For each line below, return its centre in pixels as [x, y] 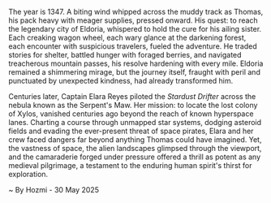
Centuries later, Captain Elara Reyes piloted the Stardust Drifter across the [132, 96]
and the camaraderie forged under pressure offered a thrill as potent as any [135, 157]
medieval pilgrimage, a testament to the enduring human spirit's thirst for [130, 165]
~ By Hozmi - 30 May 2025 [54, 190]
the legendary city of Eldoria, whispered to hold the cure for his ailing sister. [135, 29]
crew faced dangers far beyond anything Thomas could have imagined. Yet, [135, 140]
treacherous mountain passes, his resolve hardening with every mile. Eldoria [136, 63]
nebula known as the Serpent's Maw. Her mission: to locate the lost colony [133, 105]
